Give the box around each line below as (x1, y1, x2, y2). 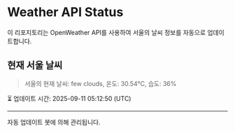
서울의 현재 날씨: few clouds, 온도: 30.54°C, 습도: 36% (24, 79, 177, 87)
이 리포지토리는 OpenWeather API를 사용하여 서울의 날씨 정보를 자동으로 (7, 28, 206, 36)
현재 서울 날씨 (7, 59, 63, 71)
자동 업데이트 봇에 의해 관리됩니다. (7, 118, 101, 126)
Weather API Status (7, 4, 124, 20)
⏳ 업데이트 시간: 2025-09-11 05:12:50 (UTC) (7, 94, 131, 102)
